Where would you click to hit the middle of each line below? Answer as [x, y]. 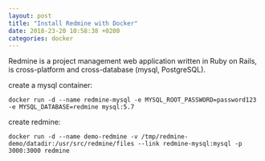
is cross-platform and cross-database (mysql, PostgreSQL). [107, 70]
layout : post [30, 16]
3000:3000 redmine [39, 151]
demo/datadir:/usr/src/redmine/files [71, 144]
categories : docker [41, 38]
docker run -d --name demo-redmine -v [73, 137]
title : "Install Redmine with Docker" [73, 23]
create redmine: [35, 122]
